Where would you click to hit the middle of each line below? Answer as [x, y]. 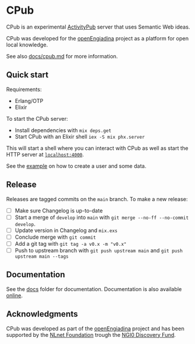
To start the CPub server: [37, 118]
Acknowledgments [42, 314]
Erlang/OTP [29, 101]
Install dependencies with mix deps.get [63, 130]
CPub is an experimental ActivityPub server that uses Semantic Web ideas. [98, 27]
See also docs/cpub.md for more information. [62, 56]
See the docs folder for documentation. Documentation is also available [94, 289]
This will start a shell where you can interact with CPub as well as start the [97, 148]
